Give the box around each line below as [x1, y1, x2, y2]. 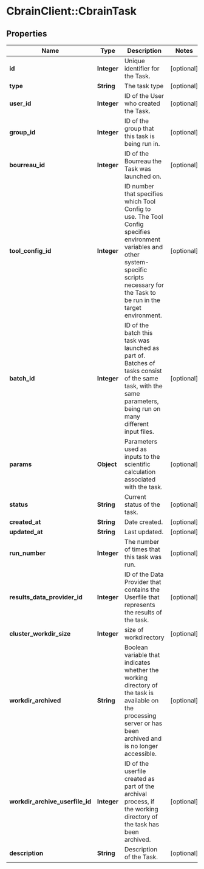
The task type [124, 82, 164, 90]
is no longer [124, 742, 158, 750]
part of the [124, 782, 155, 791]
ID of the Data [124, 570, 164, 579]
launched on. [124, 172, 162, 180]
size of [124, 626, 144, 634]
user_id [9, 99, 32, 108]
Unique [124, 57, 145, 65]
